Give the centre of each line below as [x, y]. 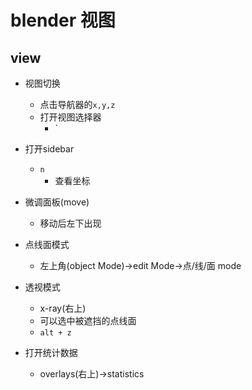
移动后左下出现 [70, 223]
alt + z [55, 333]
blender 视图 [63, 20]
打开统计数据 [51, 352]
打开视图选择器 [70, 117]
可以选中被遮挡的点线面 [88, 320]
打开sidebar [49, 149]
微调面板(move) [57, 202]
